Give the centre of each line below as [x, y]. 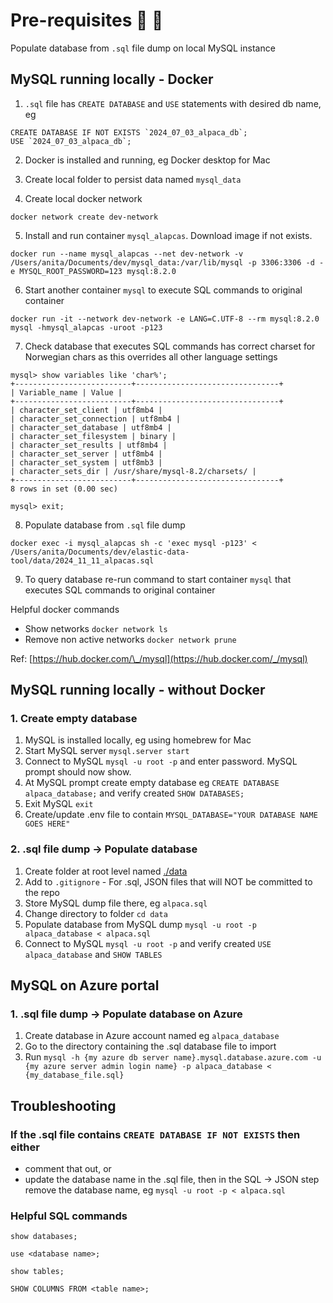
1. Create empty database [74, 719]
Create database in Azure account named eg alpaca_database [152, 1036]
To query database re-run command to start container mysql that [158, 579]
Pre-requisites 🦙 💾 [87, 20]
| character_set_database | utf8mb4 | [91, 427]
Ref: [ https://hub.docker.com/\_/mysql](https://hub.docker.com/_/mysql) [159, 658]
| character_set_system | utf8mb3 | [86, 462]
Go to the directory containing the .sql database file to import [150, 1046]
